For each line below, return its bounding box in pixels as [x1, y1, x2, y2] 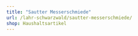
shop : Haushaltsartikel [6, 20, 67, 26]
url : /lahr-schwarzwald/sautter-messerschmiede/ [6, 15, 133, 21]
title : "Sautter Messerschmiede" [6, 9, 92, 15]
